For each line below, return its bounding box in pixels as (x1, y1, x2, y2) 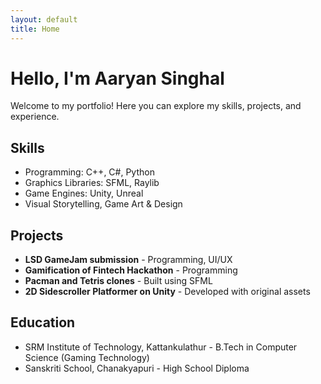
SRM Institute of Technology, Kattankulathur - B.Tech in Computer (24, 341, 298, 353)
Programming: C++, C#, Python (24, 166, 155, 178)
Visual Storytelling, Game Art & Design (24, 198, 183, 210)
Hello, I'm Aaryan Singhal (10, 67, 225, 90)
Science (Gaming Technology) (24, 351, 150, 363)
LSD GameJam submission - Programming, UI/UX (24, 254, 233, 266)
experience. (10, 111, 60, 123)
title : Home (10, 24, 60, 34)
